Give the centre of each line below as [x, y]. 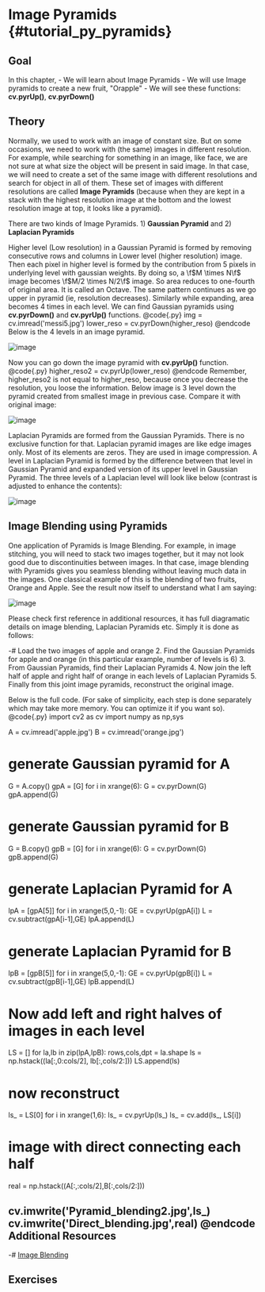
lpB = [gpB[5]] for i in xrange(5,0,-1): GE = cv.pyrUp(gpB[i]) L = [111, 973]
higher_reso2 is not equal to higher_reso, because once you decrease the [128, 379]
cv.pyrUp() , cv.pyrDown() [51, 96]
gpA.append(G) [34, 794]
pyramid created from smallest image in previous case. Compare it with [125, 396]
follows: [21, 635]
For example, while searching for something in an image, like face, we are [128, 157]
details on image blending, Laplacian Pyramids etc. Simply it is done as [124, 627]
